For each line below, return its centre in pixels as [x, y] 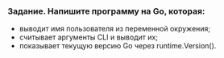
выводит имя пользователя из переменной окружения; [115, 29]
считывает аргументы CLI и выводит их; [89, 37]
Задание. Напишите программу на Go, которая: [106, 11]
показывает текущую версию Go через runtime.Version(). [118, 46]
